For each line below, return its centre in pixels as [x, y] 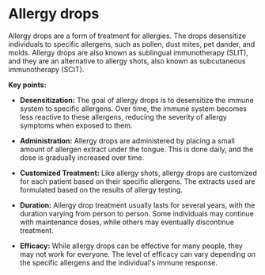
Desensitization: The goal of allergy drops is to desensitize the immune [137, 100]
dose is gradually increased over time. [82, 157]
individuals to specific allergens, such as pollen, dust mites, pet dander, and [132, 44]
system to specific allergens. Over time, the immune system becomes [133, 109]
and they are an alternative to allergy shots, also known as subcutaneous [127, 61]
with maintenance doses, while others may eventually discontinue [127, 222]
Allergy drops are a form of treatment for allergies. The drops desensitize [127, 36]
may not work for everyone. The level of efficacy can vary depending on [137, 254]
